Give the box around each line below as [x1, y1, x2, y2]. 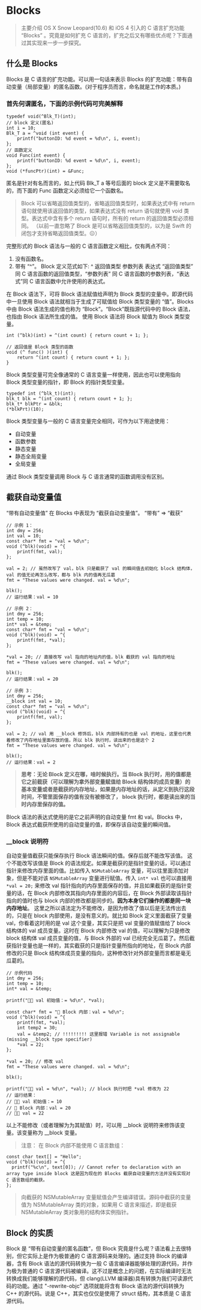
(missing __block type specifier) [6, 1036, 93, 1042]
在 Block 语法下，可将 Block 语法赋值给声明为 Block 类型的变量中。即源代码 [6, 290, 193, 298]
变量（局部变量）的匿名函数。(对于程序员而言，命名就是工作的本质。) [11, 83, 181, 90]
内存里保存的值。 [26, 800, 69, 807]
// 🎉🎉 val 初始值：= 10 [6, 1099, 62, 1105]
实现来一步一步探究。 [31, 39, 85, 46]
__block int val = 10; [6, 698, 63, 704]
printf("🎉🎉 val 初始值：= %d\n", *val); [6, 997, 105, 1003]
